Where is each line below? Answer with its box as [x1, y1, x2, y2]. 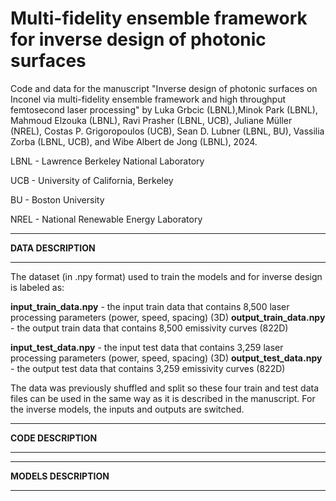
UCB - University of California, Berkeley [10, 174, 174, 186]
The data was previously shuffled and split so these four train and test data [10, 382, 320, 394]
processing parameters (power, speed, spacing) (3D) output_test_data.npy [10, 352, 323, 364]
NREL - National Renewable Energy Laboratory [10, 213, 203, 225]
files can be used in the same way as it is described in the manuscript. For [10, 392, 316, 404]
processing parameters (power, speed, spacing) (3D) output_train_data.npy [10, 311, 326, 323]
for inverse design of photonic [10, 28, 267, 51]
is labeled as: [10, 281, 65, 293]
